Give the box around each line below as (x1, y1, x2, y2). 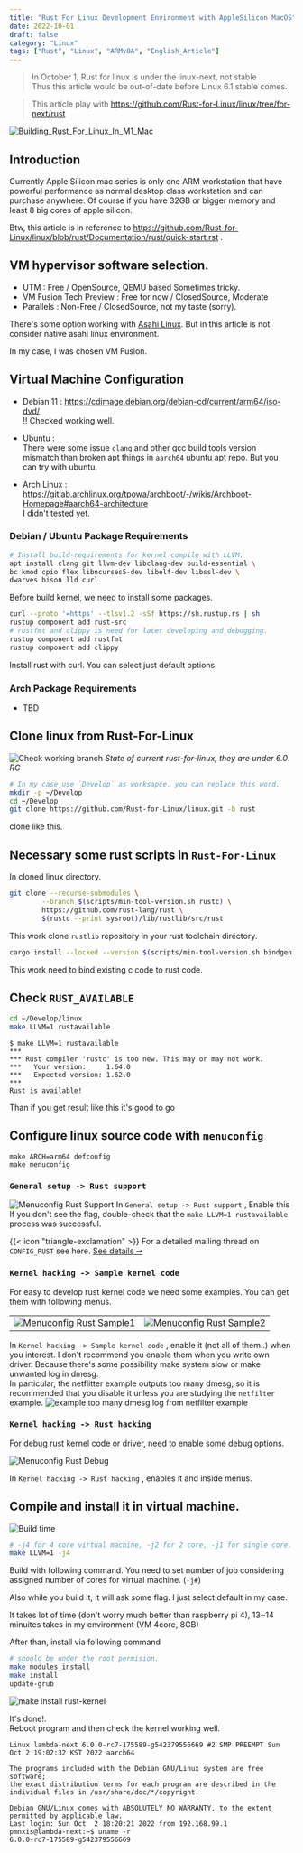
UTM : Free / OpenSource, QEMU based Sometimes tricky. (22, 282, 241, 293)
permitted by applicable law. (9, 1811, 124, 1820)
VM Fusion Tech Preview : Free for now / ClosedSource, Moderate (22, 291, 269, 303)
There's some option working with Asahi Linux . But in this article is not (9, 318, 271, 330)
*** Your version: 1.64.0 (9, 1063, 131, 1072)
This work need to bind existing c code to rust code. (9, 964, 203, 975)
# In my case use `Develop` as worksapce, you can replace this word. (9, 779, 280, 788)
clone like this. (9, 821, 63, 832)
